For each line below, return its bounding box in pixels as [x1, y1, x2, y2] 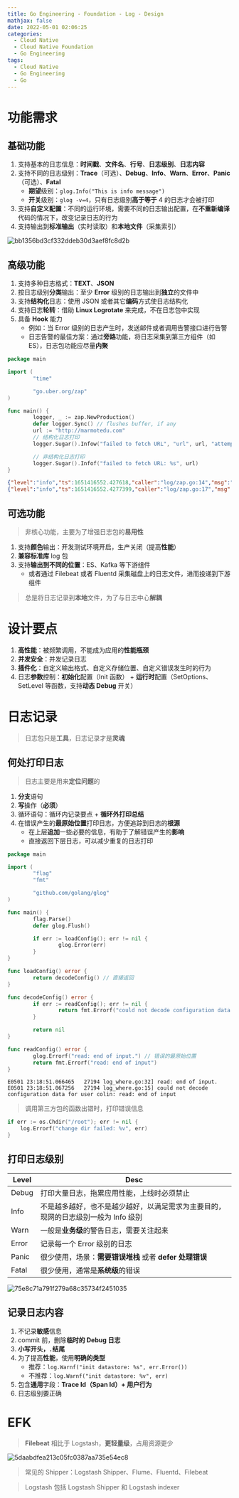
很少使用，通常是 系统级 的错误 [40, 1265, 140, 1275]
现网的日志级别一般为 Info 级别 [40, 1212, 143, 1222]
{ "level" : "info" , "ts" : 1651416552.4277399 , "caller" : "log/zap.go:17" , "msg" [7, 486, 231, 493]
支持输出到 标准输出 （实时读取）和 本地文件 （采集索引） [17, 222, 180, 231]
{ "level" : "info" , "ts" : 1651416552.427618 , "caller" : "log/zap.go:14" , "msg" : [7, 479, 231, 487]
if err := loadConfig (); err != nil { [33, 935, 148, 942]
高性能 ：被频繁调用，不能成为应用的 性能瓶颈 [17, 645, 149, 654]
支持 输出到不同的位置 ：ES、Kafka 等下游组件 [17, 561, 151, 569]
